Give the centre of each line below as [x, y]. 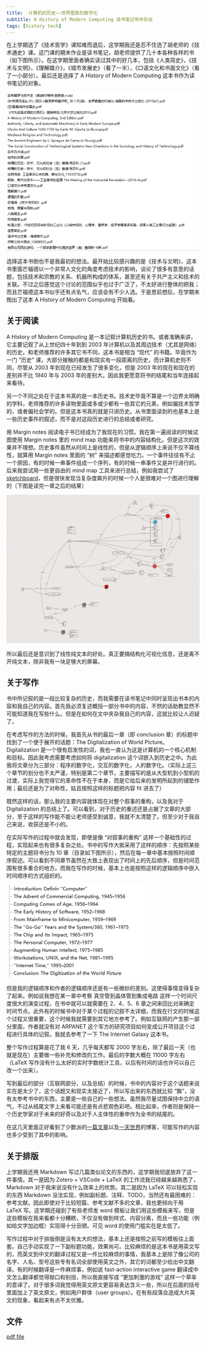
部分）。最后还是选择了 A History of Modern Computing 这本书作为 [106, 76]
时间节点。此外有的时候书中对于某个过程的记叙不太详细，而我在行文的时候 [100, 1011]
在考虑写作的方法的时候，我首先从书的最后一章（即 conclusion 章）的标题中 [102, 734]
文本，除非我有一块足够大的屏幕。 [60, 661]
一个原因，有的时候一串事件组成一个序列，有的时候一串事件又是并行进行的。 [103, 462]
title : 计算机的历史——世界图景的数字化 [52, 13]
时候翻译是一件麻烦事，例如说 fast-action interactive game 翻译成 [110, 1270]
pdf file [15, 1336]
